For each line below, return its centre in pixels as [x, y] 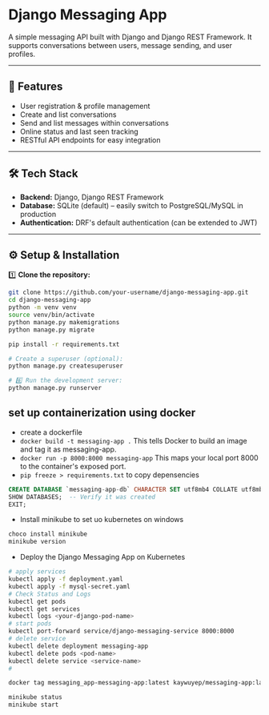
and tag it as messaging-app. [68, 449]
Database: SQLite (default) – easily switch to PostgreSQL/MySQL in [131, 205]
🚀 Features [36, 87]
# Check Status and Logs [50, 594]
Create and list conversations [68, 114]
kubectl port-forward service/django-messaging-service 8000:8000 [121, 631]
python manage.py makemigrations [64, 322]
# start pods [30, 624]
